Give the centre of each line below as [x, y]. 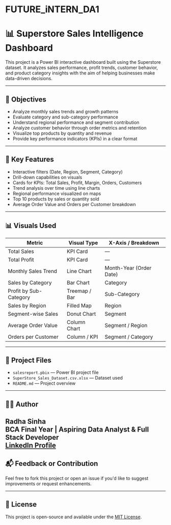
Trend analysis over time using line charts [56, 188]
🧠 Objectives [26, 99]
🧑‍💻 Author [22, 404]
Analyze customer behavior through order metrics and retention [79, 128]
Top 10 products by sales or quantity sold [56, 199]
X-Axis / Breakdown [134, 242]
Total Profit [21, 260]
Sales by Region [27, 306]
